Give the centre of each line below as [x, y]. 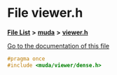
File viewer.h [45, 13]
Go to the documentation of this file [58, 46]
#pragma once [26, 59]
